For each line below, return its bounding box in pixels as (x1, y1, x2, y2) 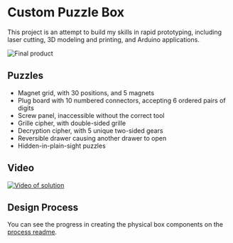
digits (17, 104, 34, 112)
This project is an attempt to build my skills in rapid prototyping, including (7, 28, 222, 36)
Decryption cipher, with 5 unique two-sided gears (17, 126, 163, 135)
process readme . (7, 228, 58, 237)
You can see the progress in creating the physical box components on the (7, 220, 224, 229)
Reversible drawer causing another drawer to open (17, 134, 167, 142)
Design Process (7, 201, 79, 213)
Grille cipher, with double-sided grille (17, 119, 126, 127)
